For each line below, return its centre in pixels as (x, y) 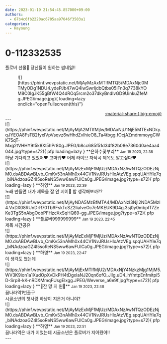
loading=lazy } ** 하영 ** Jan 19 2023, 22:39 (46, 185)
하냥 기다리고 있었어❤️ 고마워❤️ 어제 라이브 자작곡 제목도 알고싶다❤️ (71, 158)
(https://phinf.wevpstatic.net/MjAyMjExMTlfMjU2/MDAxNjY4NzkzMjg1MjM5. (83, 270)
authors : (14, 14)
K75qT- (13, 140)
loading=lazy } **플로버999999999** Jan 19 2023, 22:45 (60, 219)
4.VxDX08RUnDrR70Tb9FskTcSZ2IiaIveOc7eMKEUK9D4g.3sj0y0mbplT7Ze (82, 208)
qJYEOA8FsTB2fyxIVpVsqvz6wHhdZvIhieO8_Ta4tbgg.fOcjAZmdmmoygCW (83, 135)
